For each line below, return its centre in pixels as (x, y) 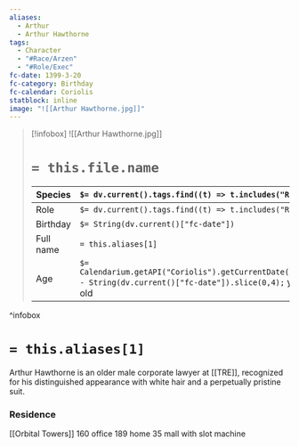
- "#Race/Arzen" (47, 59)
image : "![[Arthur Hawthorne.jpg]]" (77, 109)
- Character (40, 51)
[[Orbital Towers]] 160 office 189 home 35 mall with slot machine (128, 434)
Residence (32, 415)
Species (53, 195)
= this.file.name (95, 168)
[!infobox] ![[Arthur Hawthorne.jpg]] (97, 134)
